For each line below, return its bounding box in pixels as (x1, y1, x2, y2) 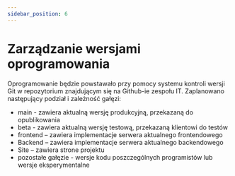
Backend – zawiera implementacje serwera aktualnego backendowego (17, 138, 224, 146)
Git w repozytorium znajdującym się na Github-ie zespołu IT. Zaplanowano (7, 86, 225, 95)
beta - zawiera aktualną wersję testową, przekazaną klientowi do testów (17, 123, 229, 131)
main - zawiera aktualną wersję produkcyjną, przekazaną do (17, 107, 193, 117)
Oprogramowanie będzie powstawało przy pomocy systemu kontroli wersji (7, 79, 225, 88)
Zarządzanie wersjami (7, 40, 141, 57)
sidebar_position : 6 (7, 10, 69, 18)
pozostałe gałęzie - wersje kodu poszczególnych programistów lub (17, 153, 213, 161)
